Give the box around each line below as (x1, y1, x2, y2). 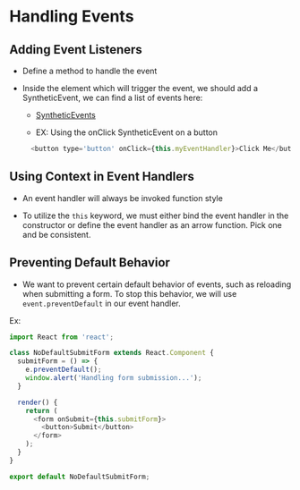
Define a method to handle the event (21, 65, 158, 76)
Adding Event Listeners (9, 42, 143, 57)
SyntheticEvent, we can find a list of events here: (21, 92, 203, 103)
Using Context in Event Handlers (9, 169, 195, 184)
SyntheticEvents (35, 110, 96, 120)
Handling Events (9, 6, 134, 27)
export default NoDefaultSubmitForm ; (9, 472, 150, 481)
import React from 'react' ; (9, 333, 115, 342)
